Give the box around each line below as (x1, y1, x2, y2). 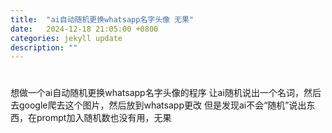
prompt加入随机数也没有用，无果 (36, 112, 172, 124)
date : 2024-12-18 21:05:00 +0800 (10, 24, 159, 34)
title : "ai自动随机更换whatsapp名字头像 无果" (10, 14, 195, 25)
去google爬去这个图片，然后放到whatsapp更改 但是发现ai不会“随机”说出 (10, 99, 307, 111)
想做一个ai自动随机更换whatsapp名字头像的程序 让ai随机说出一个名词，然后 (10, 87, 322, 99)
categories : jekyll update (10, 33, 123, 43)
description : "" (10, 42, 78, 53)
